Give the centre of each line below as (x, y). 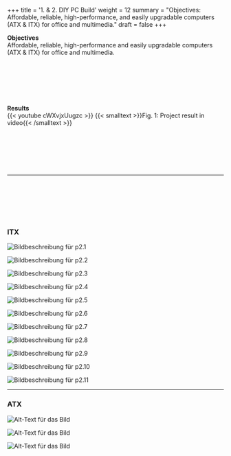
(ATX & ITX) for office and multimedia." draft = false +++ (87, 24)
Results (18, 108)
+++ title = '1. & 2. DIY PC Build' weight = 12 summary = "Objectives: (104, 10)
